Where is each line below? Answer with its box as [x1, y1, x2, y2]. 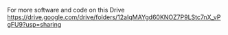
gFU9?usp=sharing [7, 21, 62, 28]
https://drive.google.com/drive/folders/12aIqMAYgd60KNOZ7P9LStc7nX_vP [7, 13, 221, 21]
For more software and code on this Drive [7, 6, 125, 14]
